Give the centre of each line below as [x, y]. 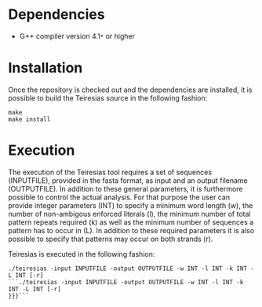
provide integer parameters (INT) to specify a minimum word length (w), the [131, 205]
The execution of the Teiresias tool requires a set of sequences [110, 172]
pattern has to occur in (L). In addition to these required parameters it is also [131, 230]
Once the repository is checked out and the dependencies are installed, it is [130, 90]
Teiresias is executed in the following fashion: [82, 254]
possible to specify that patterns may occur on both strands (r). [111, 239]
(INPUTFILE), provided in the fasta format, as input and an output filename [128, 180]
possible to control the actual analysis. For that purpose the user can [119, 197]
